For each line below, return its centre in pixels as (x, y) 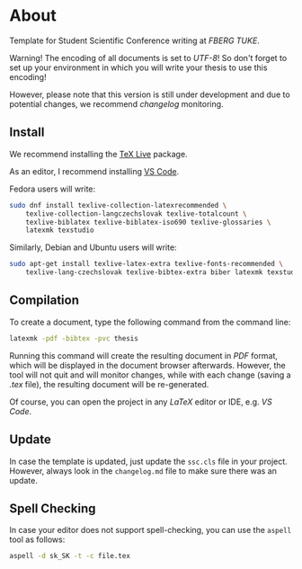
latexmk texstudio (60, 230)
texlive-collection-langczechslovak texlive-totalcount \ (136, 213)
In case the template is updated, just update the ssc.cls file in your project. (148, 461)
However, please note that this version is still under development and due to (150, 94)
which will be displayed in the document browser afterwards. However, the (147, 365)
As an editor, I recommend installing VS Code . (94, 171)
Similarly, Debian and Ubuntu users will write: (93, 247)
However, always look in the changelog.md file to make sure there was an (143, 471)
